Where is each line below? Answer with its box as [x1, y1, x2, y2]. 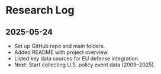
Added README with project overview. [14, 49, 109, 56]
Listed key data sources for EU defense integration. [14, 55, 140, 62]
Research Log [5, 4, 75, 17]
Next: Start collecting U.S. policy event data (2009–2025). [14, 61, 156, 68]
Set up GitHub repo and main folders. [14, 42, 105, 49]
